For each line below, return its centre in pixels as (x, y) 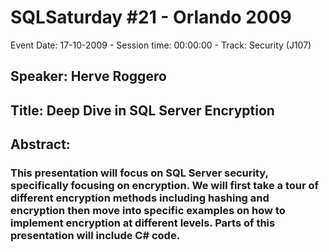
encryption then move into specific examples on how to (148, 211)
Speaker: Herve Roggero (88, 76)
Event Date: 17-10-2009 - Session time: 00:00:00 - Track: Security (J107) (161, 45)
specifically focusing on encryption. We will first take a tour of (165, 186)
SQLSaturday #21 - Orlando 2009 (151, 17)
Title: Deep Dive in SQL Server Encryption (142, 110)
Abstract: (40, 144)
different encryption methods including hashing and (140, 198)
